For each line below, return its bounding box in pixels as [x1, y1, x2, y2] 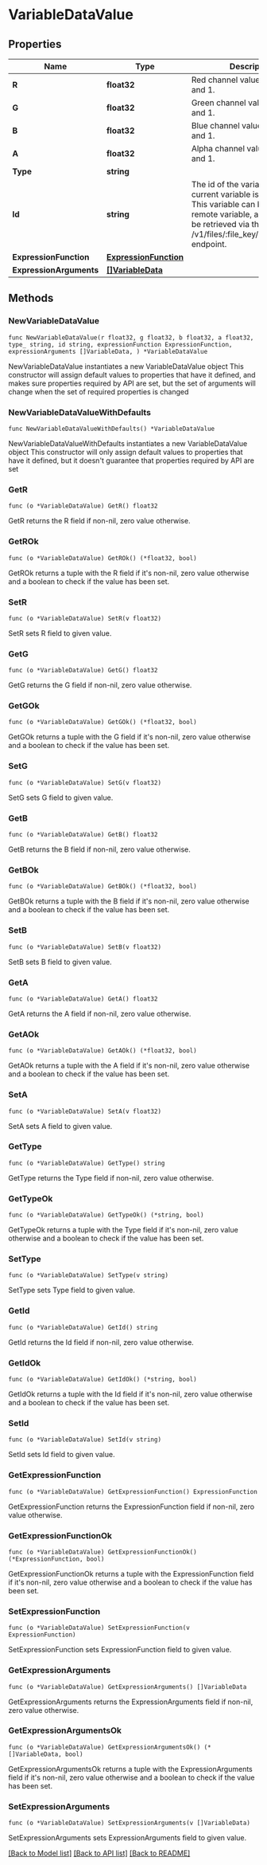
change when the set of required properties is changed [8, 386, 189, 396]
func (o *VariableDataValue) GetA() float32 [8, 994, 158, 1003]
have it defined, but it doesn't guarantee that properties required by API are [8, 456, 254, 465]
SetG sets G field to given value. [8, 793, 114, 802]
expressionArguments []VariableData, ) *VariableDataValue [8, 347, 208, 355]
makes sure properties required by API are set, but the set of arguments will [8, 378, 256, 388]
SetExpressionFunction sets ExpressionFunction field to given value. [8, 1645, 232, 1655]
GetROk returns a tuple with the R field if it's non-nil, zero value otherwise [8, 568, 250, 578]
